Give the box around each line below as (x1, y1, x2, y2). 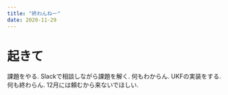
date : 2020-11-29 (7, 17, 57, 23)
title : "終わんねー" (7, 10, 60, 17)
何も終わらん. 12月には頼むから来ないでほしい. (7, 81, 139, 89)
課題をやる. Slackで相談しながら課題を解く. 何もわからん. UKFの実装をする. (7, 72, 221, 81)
